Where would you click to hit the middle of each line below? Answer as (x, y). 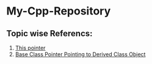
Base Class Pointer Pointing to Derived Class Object (80, 54)
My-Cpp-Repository (59, 11)
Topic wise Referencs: (49, 34)
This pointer (30, 48)
